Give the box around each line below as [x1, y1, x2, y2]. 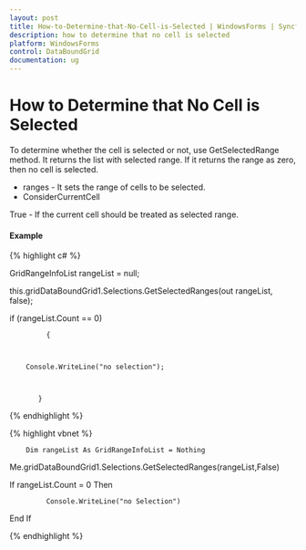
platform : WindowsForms [9, 38, 100, 48]
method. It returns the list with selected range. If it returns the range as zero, [9, 154, 296, 165]
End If [9, 513, 32, 524]
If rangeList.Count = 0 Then [9, 480, 114, 491]
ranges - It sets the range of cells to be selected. [22, 182, 207, 192]
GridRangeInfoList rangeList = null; [9, 268, 140, 279]
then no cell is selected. [9, 163, 98, 174]
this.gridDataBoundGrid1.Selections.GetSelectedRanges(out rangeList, [9, 285, 273, 296]
